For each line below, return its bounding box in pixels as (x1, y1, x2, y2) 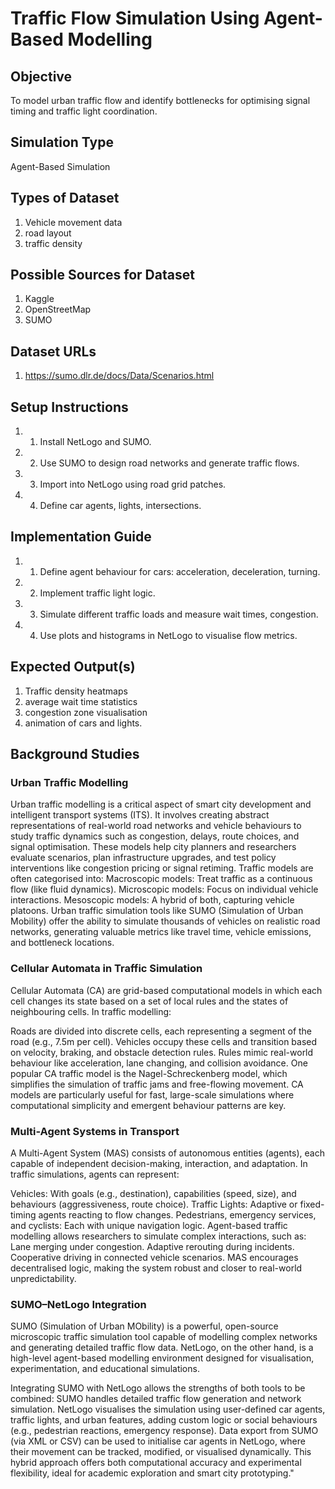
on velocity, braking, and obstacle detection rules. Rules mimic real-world (10, 1046, 314, 1058)
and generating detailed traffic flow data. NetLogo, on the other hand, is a (10, 1342, 314, 1354)
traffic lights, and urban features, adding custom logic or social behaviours (10, 1414, 318, 1426)
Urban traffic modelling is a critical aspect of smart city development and (10, 798, 312, 811)
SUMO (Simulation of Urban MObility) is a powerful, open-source (10, 1320, 279, 1332)
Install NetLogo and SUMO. (39, 436, 152, 448)
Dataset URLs (10, 343, 97, 360)
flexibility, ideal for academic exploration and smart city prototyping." (10, 1467, 295, 1479)
